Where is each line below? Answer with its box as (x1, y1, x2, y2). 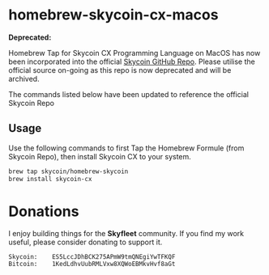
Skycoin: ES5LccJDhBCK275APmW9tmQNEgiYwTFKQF (8, 253, 176, 261)
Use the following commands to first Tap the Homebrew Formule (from (8, 143, 245, 153)
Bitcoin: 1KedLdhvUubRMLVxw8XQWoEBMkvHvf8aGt (8, 260, 176, 269)
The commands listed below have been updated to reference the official (8, 89, 250, 99)
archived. (8, 74, 40, 83)
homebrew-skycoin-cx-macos (8, 6, 219, 24)
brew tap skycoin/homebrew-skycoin (8, 167, 129, 176)
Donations (8, 202, 79, 220)
